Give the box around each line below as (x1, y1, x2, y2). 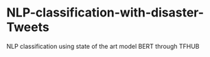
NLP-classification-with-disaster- (6, 5, 204, 21)
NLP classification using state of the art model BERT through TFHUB (6, 42, 200, 50)
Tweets (6, 19, 49, 35)
